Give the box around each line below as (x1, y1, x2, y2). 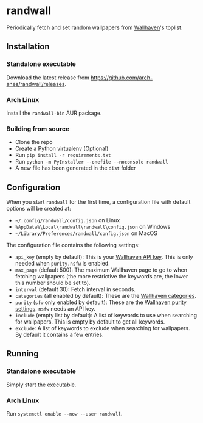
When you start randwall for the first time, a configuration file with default (6, 198, 191, 206)
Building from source (6, 125, 70, 133)
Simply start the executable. (6, 381, 77, 388)
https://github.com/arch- (91, 74, 153, 81)
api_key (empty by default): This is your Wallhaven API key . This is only (15, 253, 193, 261)
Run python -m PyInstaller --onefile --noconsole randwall (15, 158, 168, 165)
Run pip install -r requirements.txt (15, 151, 111, 159)
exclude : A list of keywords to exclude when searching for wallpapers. (15, 325, 190, 332)
